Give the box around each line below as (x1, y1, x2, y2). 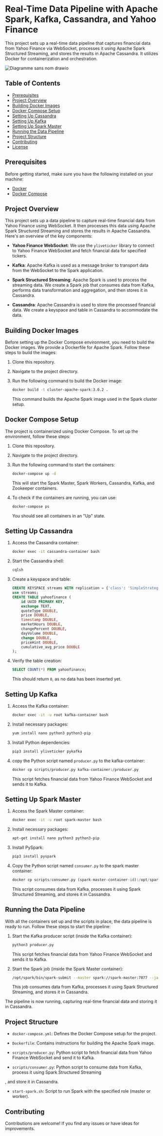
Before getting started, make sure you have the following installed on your (5, 171, 153, 177)
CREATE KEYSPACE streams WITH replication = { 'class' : (12, 586, 126, 591)
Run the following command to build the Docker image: (12, 378, 123, 384)
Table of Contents (5, 79, 61, 88)
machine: (5, 176, 24, 182)
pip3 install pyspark (12, 854, 56, 859)
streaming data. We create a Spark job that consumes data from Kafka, (12, 282, 155, 288)
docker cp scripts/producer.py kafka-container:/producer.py (12, 767, 139, 772)
